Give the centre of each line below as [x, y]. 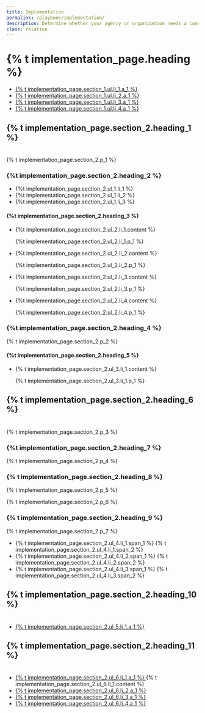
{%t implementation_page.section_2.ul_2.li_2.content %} [86, 253]
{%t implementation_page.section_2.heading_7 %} [84, 448]
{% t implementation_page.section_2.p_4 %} [62, 461]
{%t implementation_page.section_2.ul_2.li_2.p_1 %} [80, 265]
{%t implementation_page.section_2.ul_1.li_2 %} [75, 196]
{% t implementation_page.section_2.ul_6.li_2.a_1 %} [81, 690]
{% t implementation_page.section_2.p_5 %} [62, 490]
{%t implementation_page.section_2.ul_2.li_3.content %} [86, 277]
